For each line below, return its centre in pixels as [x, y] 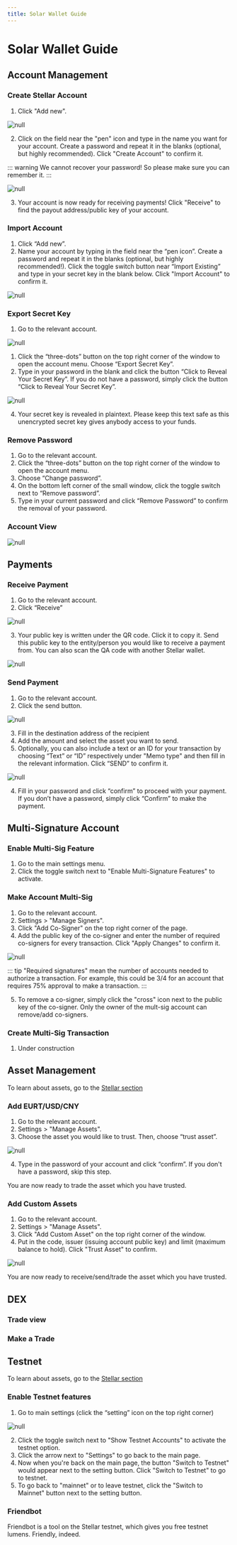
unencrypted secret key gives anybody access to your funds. [107, 422]
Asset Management [52, 1070]
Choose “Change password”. [60, 478]
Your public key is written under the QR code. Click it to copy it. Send [118, 635]
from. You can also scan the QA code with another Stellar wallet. [111, 650]
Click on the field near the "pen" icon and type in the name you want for [122, 138]
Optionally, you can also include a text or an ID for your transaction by [119, 748]
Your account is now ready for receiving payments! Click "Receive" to [119, 202]
